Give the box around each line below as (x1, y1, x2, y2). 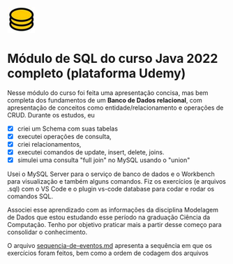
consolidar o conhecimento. (7, 228, 88, 237)
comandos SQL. (7, 192, 54, 200)
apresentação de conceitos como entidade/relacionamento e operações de (7, 103, 224, 112)
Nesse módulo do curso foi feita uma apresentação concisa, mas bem (7, 88, 209, 97)
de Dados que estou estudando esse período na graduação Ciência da (7, 213, 211, 221)
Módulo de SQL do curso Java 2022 (7, 51, 218, 66)
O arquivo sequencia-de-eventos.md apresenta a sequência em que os (7, 242, 213, 250)
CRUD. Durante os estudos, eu (7, 110, 96, 119)
